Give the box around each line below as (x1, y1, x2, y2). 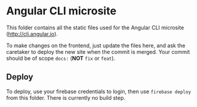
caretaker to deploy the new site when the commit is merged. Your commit (6, 48, 190, 55)
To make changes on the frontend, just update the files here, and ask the (6, 42, 186, 49)
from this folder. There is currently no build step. (6, 94, 126, 101)
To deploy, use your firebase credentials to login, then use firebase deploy (6, 88, 192, 95)
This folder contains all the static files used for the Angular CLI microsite (6, 24, 184, 31)
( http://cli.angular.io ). (6, 30, 58, 37)
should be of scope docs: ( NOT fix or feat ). (6, 54, 116, 62)
